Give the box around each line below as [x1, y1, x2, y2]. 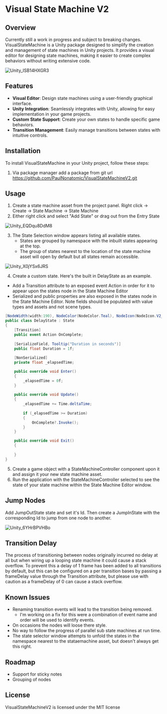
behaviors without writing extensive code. [5, 58, 91, 63]
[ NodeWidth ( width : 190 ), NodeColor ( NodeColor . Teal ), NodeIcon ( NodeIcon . [5, 313, 157, 319]
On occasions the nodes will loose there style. [12, 622, 107, 628]
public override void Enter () [14, 369, 77, 374]
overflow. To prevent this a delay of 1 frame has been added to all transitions [5, 563, 162, 569]
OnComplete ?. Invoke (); [31, 420, 79, 425]
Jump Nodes [5, 496, 46, 505]
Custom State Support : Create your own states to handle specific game [12, 116, 160, 122]
